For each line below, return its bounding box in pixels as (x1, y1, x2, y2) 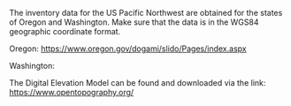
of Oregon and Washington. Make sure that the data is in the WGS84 (9, 17, 259, 27)
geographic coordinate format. (9, 26, 121, 36)
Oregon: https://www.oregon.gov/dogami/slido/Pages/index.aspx (9, 43, 247, 54)
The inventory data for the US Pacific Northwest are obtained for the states (9, 8, 283, 18)
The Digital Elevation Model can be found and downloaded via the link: (9, 78, 266, 87)
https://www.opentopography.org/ (9, 87, 134, 97)
